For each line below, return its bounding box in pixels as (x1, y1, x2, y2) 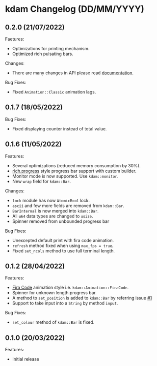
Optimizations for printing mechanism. (12, 46, 90, 51)
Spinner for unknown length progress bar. (12, 290, 97, 296)
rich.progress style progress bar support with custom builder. (12, 168, 136, 174)
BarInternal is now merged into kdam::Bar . (12, 208, 99, 213)
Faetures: (5, 36, 25, 42)
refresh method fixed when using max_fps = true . (12, 243, 114, 248)
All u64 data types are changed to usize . (12, 213, 93, 219)
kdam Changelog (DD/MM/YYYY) (5, 3, 145, 15)
